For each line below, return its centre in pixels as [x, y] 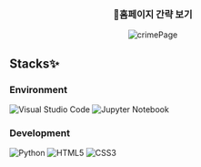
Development [40, 132]
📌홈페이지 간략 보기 [153, 14]
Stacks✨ [35, 63]
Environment [39, 89]
